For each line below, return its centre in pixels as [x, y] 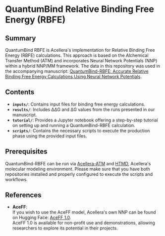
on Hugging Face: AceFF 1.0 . [42, 218]
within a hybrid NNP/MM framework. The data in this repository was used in [82, 66]
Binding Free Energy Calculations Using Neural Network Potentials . [74, 76]
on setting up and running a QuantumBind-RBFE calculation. [74, 125]
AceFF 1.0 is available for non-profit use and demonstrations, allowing [83, 223]
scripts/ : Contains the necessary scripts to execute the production [81, 130]
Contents [20, 92]
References [23, 195]
